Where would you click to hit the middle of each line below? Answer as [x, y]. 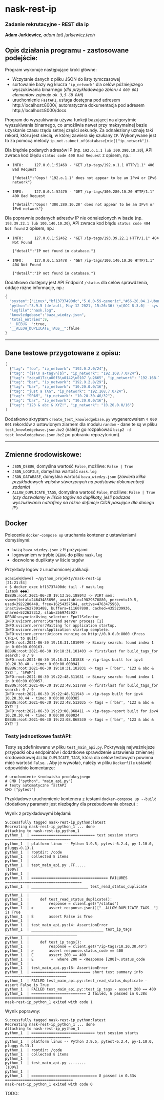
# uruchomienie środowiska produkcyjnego [48, 777]
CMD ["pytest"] [20, 789]
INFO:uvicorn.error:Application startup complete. [58, 630]
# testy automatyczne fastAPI [36, 785]
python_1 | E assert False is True [49, 916]
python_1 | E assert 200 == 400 [46, 955]
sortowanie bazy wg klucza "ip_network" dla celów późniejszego [77, 85]
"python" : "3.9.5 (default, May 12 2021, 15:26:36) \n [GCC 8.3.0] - [80, 306]
